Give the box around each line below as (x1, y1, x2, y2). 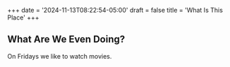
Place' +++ (7, 13, 40, 22)
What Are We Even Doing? (7, 33, 126, 45)
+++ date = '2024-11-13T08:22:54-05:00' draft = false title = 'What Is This (7, 6, 224, 14)
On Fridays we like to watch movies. (7, 52, 112, 60)
